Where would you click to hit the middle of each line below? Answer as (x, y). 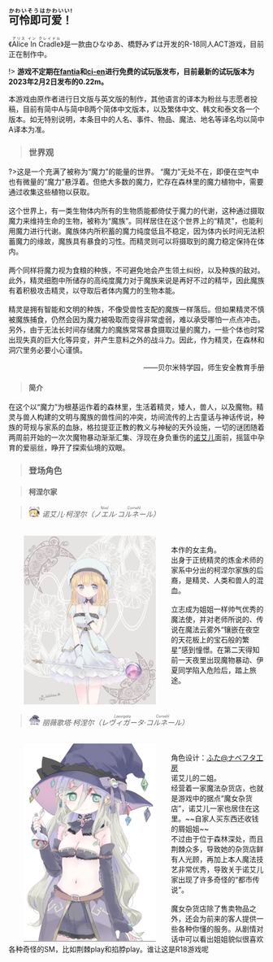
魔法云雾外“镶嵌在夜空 (222, 629)
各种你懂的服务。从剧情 (217, 929)
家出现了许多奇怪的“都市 (212, 880)
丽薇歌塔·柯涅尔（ (71, 722)
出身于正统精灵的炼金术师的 (217, 560)
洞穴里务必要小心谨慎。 (48, 350)
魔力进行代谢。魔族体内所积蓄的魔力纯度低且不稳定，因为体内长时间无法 (136, 231)
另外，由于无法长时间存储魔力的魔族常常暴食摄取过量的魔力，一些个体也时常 (136, 330)
